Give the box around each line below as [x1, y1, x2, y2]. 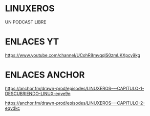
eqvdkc [5, 105, 21, 111]
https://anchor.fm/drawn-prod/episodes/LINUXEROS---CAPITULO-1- [5, 85, 145, 91]
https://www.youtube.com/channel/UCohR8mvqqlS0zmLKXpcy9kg [5, 52, 141, 58]
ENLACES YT [5, 36, 59, 47]
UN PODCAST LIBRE [5, 19, 46, 25]
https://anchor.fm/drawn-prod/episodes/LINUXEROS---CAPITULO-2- [5, 100, 145, 106]
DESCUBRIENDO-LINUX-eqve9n [5, 91, 71, 97]
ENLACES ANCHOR [5, 69, 85, 80]
